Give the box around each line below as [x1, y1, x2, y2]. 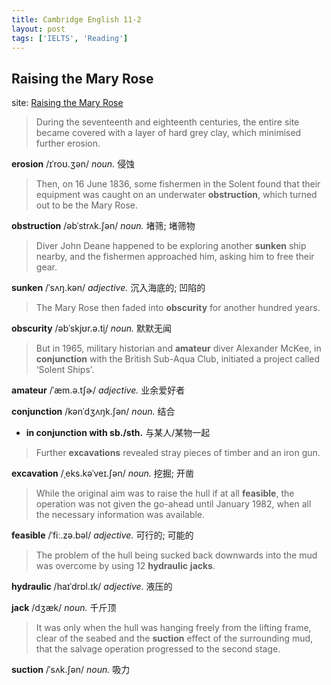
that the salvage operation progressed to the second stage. [35, 643, 281, 655]
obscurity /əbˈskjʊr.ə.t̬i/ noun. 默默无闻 [11, 322, 172, 335]
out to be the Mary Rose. [35, 199, 138, 211]
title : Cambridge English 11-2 [11, 14, 142, 25]
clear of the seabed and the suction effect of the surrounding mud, [35, 632, 314, 645]
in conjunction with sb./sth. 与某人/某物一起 [25, 427, 211, 439]
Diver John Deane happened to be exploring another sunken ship [35, 240, 307, 252]
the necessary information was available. [35, 509, 206, 521]
